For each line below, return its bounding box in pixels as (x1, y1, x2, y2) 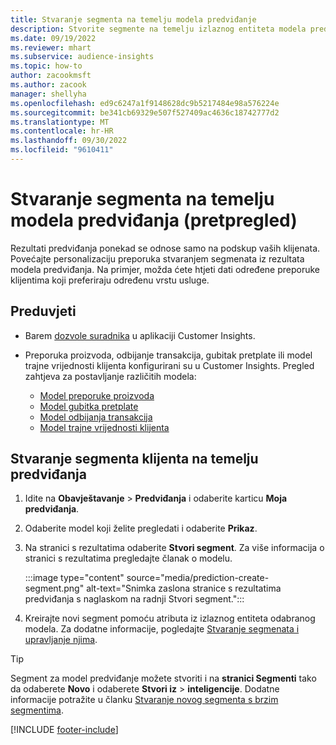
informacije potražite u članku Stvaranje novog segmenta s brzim (10, 694, 279, 706)
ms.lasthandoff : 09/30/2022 (10, 136, 128, 146)
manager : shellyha (10, 89, 87, 99)
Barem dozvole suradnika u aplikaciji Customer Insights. (24, 329, 256, 341)
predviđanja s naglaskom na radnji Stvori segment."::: (24, 593, 245, 605)
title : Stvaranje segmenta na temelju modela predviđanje (10, 14, 257, 25)
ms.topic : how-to (10, 61, 83, 71)
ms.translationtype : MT (10, 117, 110, 127)
